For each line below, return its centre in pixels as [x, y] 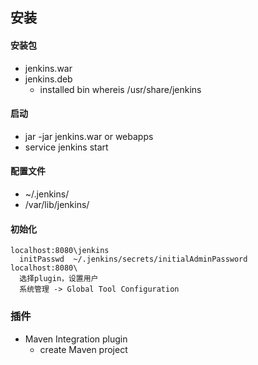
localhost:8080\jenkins [60, 251]
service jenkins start [66, 147]
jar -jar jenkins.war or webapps [89, 136]
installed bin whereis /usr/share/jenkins [120, 89]
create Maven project [83, 349]
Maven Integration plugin [76, 339]
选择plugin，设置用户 [59, 279]
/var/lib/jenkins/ [57, 204]
